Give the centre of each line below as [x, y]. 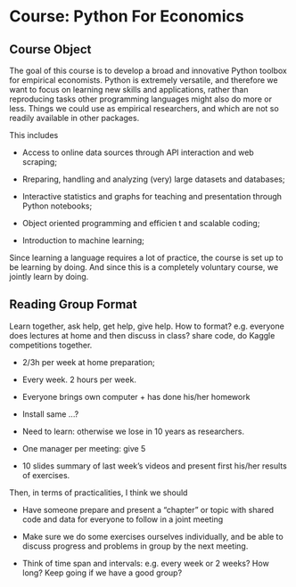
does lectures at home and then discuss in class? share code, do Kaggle [142, 335]
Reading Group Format [74, 305]
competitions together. [51, 345]
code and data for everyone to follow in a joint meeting [123, 519]
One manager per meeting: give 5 [84, 448]
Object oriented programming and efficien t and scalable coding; [141, 223]
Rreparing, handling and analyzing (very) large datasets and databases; [153, 179]
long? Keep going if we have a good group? [102, 573]
